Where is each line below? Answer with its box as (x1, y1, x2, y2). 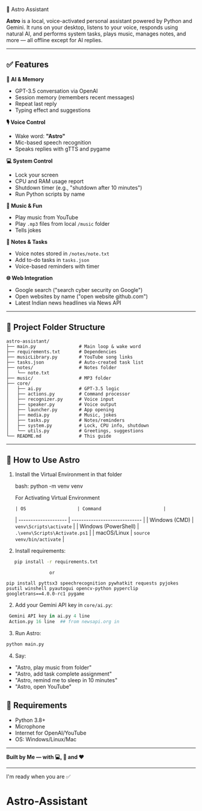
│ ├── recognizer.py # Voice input (6, 396, 114, 402)
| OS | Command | (14, 506, 167, 512)
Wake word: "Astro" (14, 132, 66, 140)
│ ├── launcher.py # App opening (6, 406, 114, 412)
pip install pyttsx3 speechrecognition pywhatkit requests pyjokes (6, 580, 179, 586)
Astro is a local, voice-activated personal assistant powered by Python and (6, 17, 192, 24)
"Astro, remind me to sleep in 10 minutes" (14, 676, 118, 683)
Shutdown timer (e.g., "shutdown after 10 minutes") (14, 184, 142, 191)
